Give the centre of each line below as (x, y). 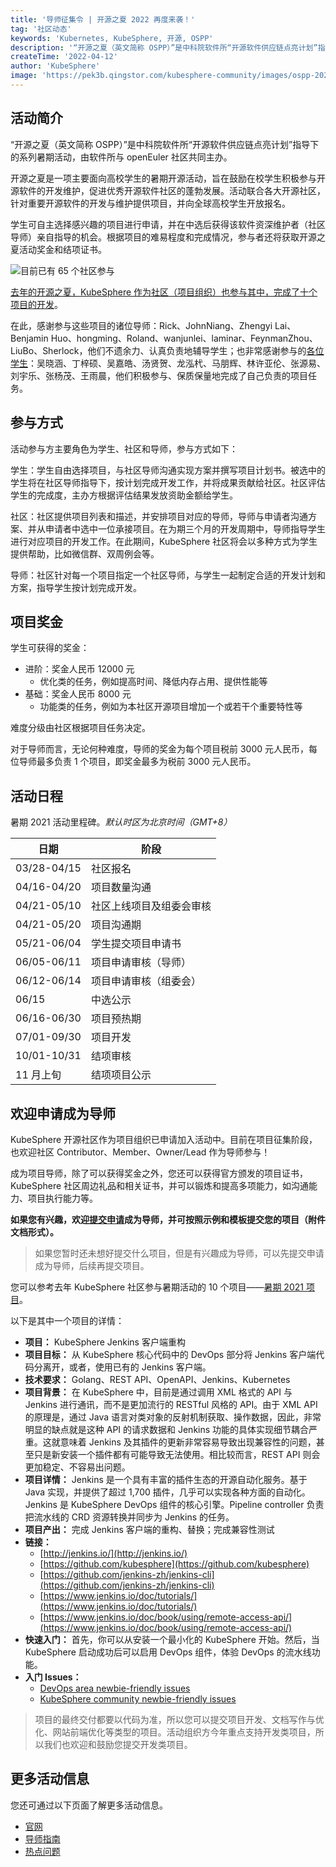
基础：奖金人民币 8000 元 (78, 694)
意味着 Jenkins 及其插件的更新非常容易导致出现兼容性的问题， (188, 1442)
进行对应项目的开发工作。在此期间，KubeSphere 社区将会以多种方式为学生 (164, 541)
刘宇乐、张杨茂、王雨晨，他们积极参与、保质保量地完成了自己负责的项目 (159, 375)
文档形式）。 (34, 1232)
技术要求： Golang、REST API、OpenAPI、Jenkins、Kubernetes (157, 1379)
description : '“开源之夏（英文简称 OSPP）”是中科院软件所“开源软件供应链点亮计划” (164, 47)
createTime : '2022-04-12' (64, 57)
